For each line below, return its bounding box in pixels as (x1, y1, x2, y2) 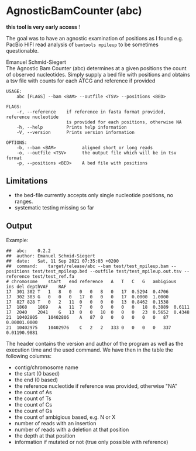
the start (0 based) (14, 370, 60, 377)
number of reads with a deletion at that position (14, 426, 129, 433)
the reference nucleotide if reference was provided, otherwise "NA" (14, 382, 178, 390)
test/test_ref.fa (32, 273, 75, 279)
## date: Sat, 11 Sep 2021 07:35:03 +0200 (6, 258, 119, 264)
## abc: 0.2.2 (6, 247, 51, 254)
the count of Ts (14, 395, 51, 402)
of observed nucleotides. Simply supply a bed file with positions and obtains (6, 71, 190, 78)
